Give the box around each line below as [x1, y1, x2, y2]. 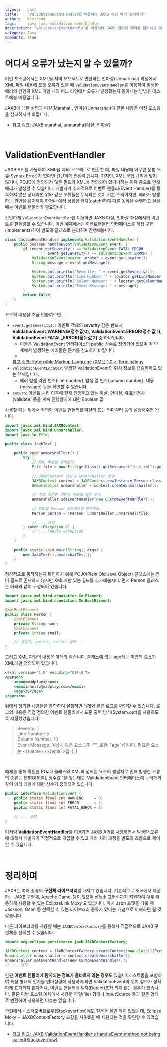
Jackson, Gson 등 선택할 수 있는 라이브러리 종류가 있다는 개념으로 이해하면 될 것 [5, 906, 162, 912]
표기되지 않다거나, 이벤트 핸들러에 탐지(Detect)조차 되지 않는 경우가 [14, 985, 145, 991]
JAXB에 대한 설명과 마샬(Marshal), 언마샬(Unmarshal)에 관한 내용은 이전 [5, 105, 148, 111]
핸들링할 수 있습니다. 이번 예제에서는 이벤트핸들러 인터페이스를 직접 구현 [14, 221, 154, 227]
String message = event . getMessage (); [31, 260, 112, 265]
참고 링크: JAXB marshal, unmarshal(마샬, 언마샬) [12, 122, 111, 128]
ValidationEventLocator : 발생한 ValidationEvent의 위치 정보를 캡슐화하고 [12, 365, 157, 371]
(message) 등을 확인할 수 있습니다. [19, 384, 88, 390]
